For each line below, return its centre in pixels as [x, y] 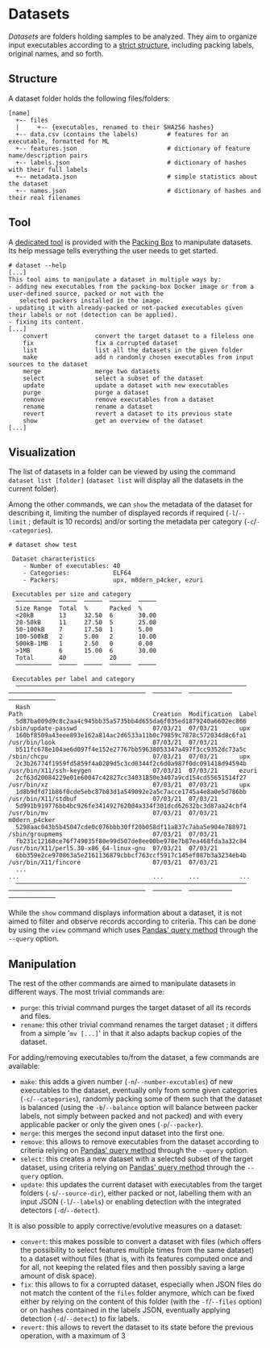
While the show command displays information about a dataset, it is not [125, 913]
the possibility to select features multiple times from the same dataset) [137, 1250]
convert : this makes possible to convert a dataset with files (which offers [141, 1242]
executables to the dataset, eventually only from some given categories [139, 1091]
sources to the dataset [48, 364]
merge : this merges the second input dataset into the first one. [122, 1133]
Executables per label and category [73, 679]
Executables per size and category [71, 595]
